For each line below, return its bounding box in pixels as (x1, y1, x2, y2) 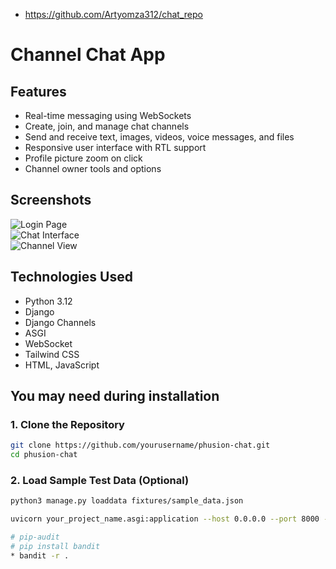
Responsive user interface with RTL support (24, 142, 207, 153)
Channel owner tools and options (24, 163, 162, 174)
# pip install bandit (10, 541, 101, 551)
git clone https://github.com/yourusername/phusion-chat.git (10, 440, 271, 451)
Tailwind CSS (24, 348, 80, 360)
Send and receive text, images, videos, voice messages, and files (24, 131, 295, 143)
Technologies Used (10, 269, 133, 286)
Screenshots (10, 192, 92, 209)
